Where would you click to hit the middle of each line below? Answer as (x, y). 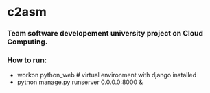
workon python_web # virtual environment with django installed (107, 75)
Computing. (27, 42)
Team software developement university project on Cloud (105, 34)
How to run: (27, 60)
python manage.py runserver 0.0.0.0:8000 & (80, 82)
